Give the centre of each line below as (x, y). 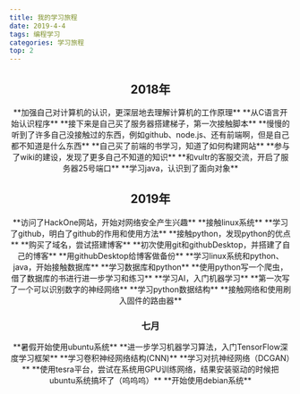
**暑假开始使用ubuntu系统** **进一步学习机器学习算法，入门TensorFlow (146, 347)
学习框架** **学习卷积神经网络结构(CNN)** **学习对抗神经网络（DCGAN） (154, 358)
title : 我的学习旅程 (43, 17)
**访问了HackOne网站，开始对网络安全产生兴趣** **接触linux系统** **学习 (150, 222)
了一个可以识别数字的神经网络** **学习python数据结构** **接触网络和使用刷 (150, 289)
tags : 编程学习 (35, 34)
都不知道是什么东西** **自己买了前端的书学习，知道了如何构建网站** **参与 (150, 146)
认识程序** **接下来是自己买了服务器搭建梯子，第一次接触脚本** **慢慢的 (154, 123)
